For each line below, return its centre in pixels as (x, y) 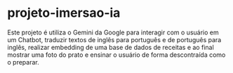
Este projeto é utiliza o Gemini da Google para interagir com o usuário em (113, 32)
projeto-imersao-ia (64, 13)
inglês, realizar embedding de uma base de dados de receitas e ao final (111, 47)
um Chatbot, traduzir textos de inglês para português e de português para (114, 39)
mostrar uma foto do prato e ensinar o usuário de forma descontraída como (116, 55)
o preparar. (24, 62)
